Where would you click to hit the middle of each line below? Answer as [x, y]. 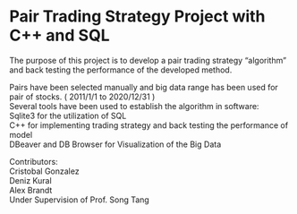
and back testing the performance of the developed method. [121, 70]
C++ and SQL [59, 35]
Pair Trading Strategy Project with [137, 17]
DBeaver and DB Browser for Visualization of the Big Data [115, 144]
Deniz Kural [30, 180]
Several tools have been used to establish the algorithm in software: [134, 106]
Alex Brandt [31, 190]
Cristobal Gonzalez [44, 171]
